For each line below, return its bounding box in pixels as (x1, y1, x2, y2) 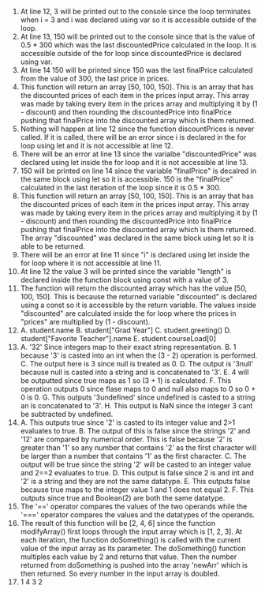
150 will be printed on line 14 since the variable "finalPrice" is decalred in (20, 166, 257, 175)
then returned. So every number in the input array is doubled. (20, 569, 220, 578)
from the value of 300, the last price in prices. (20, 74, 170, 83)
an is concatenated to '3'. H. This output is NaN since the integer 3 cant (20, 401, 253, 410)
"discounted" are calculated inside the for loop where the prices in (20, 309, 237, 318)
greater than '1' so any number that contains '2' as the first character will (20, 443, 257, 452)
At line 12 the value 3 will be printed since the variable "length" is (20, 267, 232, 276)
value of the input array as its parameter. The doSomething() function (20, 544, 247, 553)
